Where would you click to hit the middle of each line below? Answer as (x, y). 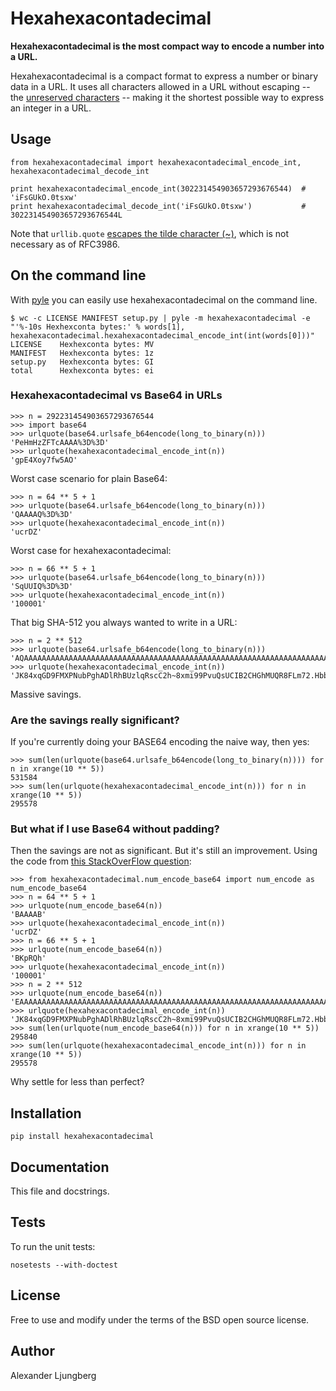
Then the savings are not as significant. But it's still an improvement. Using (164, 851)
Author (32, 1351)
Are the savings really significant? (95, 720)
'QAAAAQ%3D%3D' (42, 514)
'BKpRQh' (28, 958)
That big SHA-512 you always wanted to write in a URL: (124, 622)
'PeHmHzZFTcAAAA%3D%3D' (60, 442)
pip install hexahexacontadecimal (82, 1137)
